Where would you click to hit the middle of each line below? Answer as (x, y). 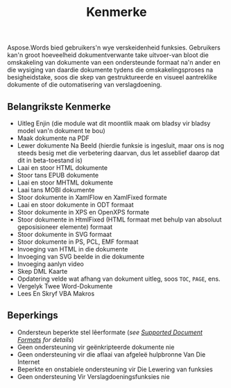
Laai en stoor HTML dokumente (62, 168)
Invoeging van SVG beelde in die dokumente (80, 256)
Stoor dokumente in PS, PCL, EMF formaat (78, 242)
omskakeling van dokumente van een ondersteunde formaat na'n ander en (114, 63)
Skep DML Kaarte (42, 271)
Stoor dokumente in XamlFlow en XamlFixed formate (92, 197)
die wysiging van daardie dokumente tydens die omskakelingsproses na (110, 70)
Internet (28, 362)
